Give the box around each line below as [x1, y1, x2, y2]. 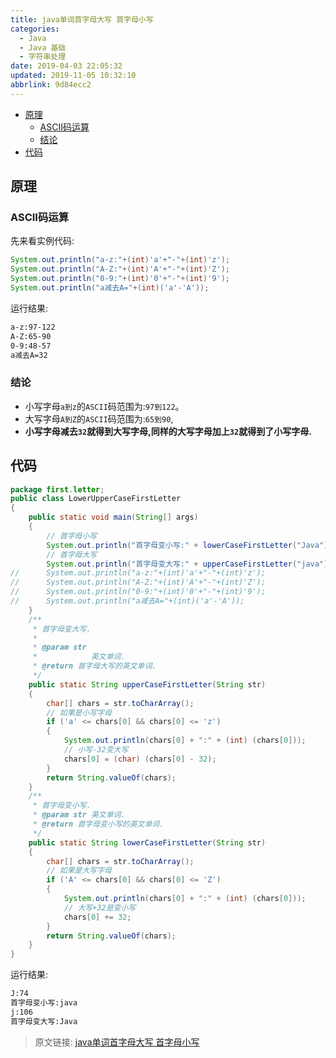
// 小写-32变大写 [63, 745, 129, 755]
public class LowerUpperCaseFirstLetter [10, 494, 182, 504]
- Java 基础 [19, 42, 67, 53]
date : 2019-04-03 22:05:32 [10, 61, 123, 71]
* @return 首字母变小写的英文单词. [32, 819, 165, 830]
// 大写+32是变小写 [63, 902, 137, 913]
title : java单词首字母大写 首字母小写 [10, 14, 154, 25]
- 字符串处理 [19, 52, 67, 62]
